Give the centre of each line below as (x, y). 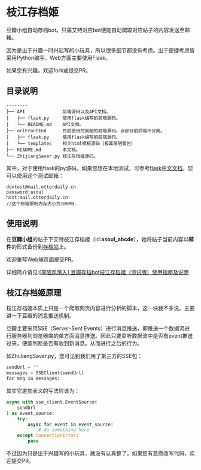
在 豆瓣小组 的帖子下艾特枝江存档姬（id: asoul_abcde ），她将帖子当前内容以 (98, 239)
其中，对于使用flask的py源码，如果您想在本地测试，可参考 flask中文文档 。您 (100, 168)
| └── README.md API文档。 (45, 124)
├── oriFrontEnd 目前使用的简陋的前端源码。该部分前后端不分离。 (86, 131)
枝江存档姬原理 (34, 292)
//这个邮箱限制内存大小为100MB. (42, 204)
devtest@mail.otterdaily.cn (41, 187)
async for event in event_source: (71, 424)
